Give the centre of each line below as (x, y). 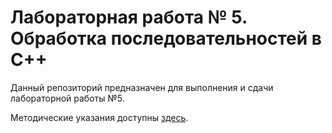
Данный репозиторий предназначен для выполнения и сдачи (142, 87)
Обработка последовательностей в (166, 38)
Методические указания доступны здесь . (99, 117)
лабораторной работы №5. (67, 98)
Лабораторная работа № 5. (129, 17)
